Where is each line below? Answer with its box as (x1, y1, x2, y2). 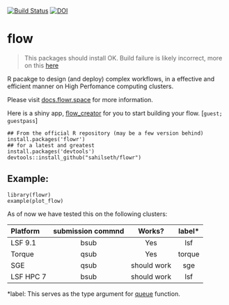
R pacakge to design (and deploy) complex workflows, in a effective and (7, 74, 214, 83)
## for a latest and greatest (7, 142, 95, 149)
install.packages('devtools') (7, 148, 95, 155)
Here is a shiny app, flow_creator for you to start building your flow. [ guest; (7, 108, 223, 117)
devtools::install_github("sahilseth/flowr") (7, 154, 141, 161)
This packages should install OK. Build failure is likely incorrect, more (24, 53, 223, 62)
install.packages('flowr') (7, 135, 86, 142)
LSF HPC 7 (10, 272, 47, 281)
